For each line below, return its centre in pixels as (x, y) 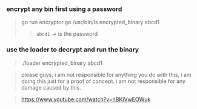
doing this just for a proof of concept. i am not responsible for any (103, 81)
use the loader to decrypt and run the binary (73, 50)
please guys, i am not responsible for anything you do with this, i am (106, 74)
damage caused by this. (51, 87)
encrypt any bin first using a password (64, 9)
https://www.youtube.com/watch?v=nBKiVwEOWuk (86, 99)
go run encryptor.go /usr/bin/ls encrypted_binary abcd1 (90, 22)
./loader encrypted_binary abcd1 (62, 63)
